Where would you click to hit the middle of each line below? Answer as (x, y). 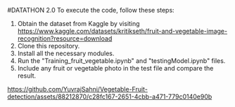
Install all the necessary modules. (66, 53)
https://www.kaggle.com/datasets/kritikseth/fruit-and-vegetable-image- (122, 31)
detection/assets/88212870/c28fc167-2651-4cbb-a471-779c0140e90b (110, 97)
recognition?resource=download (65, 38)
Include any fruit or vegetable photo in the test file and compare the (115, 68)
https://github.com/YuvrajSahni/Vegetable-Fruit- (77, 89)
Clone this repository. (49, 46)
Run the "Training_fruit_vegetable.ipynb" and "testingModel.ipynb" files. (121, 61)
